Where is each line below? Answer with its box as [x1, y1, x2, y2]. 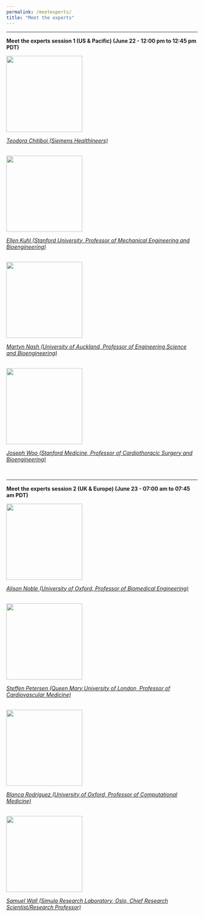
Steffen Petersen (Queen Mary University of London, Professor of [6, 684, 171, 692]
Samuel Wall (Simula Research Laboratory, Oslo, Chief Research [6, 897, 168, 904]
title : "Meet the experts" [6, 15, 75, 21]
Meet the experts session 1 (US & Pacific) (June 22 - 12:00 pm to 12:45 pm [6, 37, 197, 44]
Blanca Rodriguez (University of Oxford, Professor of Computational [6, 790, 178, 798]
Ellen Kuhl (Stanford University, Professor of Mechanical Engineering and [6, 236, 190, 244]
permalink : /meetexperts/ [6, 9, 72, 15]
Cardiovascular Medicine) [6, 691, 72, 698]
